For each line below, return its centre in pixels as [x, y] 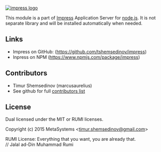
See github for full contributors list [49, 91]
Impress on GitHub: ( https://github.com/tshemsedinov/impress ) [80, 52]
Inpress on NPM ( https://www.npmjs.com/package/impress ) [76, 57]
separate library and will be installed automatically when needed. [74, 23]
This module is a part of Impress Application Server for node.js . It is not [80, 18]
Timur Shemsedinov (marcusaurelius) [52, 85]
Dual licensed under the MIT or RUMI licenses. [54, 119]
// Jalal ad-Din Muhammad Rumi [39, 145]
